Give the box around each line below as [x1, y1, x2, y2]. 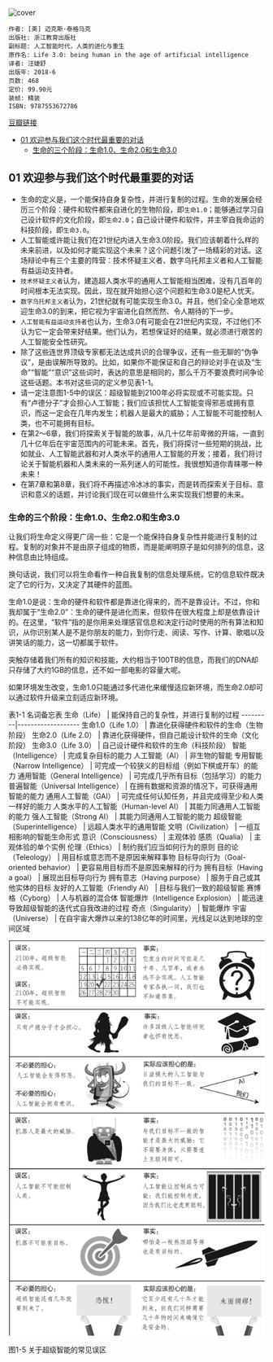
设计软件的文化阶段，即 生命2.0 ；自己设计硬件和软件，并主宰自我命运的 [27, 214, 265, 224]
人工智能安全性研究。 [19, 336, 92, 346]
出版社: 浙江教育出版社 [8, 33, 77, 42]
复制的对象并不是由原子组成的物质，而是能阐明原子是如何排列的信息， [22, 542, 258, 552]
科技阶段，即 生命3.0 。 [19, 225, 94, 234]
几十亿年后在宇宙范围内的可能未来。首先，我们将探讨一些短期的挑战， [19, 438, 256, 448]
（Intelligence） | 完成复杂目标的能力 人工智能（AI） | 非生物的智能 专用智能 [8, 751, 263, 760]
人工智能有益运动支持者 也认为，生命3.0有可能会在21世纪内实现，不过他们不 [19, 316, 262, 326]
